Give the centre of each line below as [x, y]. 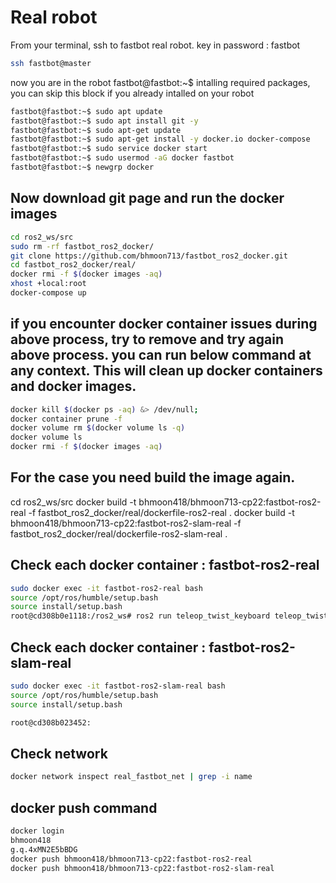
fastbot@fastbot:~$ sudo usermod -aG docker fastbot [122, 158]
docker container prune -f [66, 419]
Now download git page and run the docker [147, 198]
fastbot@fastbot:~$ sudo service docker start [109, 149]
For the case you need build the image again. [153, 477]
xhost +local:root [48, 284]
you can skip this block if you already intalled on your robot [132, 93]
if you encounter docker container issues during [164, 324]
